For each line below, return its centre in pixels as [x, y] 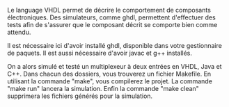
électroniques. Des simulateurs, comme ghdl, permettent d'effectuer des [111, 17]
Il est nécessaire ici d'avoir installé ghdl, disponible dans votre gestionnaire [115, 46]
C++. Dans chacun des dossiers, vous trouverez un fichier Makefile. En [109, 74]
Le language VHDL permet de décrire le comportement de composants [109, 10]
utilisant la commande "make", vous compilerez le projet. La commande [110, 81]
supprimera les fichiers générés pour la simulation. [80, 96]
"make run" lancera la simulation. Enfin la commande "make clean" [103, 89]
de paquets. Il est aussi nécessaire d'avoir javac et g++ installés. [100, 53]
